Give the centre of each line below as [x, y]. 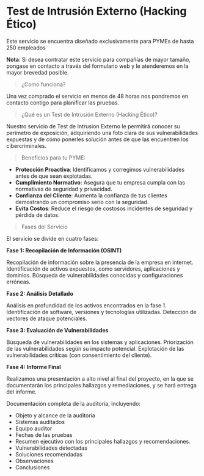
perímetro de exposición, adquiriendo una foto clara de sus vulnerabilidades [102, 133]
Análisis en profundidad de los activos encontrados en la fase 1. [86, 305]
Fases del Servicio [45, 227]
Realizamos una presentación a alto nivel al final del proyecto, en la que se [100, 379]
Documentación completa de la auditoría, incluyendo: [73, 403]
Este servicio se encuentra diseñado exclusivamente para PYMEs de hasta [100, 41]
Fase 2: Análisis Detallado [40, 293]
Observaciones [34, 461]
